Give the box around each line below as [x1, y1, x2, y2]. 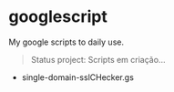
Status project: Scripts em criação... [30, 54, 166, 65]
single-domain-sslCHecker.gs [21, 71, 134, 83]
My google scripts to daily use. [8, 36, 125, 47]
